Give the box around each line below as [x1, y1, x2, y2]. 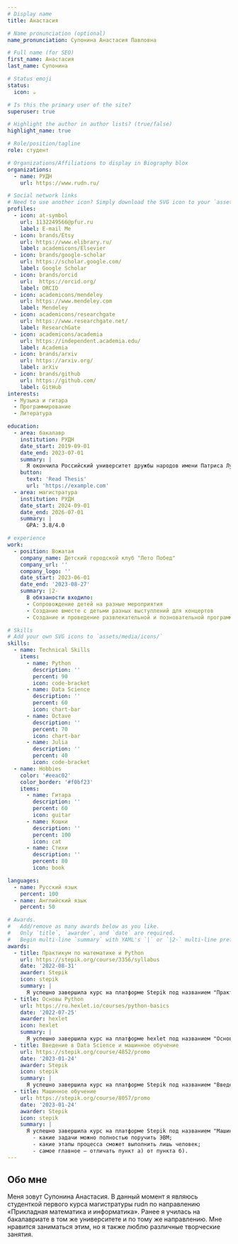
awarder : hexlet [20, 1015, 69, 1022]
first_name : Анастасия [7, 56, 74, 63]
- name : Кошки [25, 818, 69, 825]
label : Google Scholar [20, 265, 87, 272]
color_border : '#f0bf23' [20, 778, 93, 785]
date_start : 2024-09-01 [20, 502, 91, 509]
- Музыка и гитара [13, 397, 69, 404]
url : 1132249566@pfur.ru [20, 218, 93, 226]
